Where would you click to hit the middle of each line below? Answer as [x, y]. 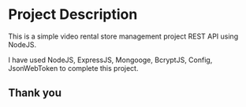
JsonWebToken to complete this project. [73, 68]
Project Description [73, 15]
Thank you [35, 93]
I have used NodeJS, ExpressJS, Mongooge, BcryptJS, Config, [110, 60]
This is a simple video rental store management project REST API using [123, 36]
